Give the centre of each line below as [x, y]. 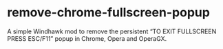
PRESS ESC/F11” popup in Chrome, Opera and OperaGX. [87, 38]
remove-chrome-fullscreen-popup [108, 13]
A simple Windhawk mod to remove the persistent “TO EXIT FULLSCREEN [112, 31]
